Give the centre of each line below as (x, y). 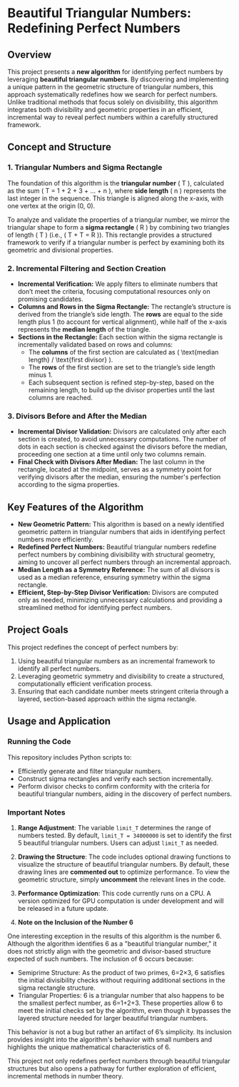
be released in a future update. (63, 908)
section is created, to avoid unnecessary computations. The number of (122, 439)
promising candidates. (50, 299)
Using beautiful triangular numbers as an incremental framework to (116, 660)
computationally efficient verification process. (85, 683)
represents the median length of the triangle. (84, 329)
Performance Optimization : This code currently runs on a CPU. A (115, 893)
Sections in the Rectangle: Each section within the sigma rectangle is (120, 337)
